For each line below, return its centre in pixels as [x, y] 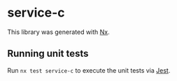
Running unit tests [48, 54]
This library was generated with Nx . [58, 32]
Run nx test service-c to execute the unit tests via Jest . [89, 70]
